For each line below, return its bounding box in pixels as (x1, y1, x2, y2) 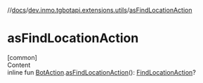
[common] (7, 53, 37, 61)
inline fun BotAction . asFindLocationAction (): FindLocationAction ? (7, 68, 197, 76)
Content (7, 61, 31, 69)
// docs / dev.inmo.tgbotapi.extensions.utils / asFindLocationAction (7, 6, 192, 14)
